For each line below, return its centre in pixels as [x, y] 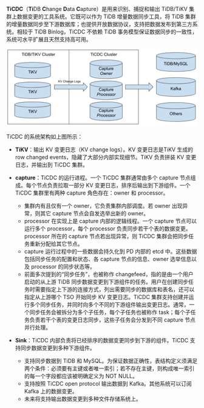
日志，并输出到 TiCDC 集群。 [51, 164]
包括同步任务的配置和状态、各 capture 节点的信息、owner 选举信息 [108, 259]
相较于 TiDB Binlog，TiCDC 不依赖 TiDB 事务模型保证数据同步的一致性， [107, 32]
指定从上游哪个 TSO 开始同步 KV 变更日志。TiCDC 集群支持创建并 [107, 297]
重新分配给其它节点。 [56, 244]
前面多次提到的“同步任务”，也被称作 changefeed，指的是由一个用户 [109, 274]
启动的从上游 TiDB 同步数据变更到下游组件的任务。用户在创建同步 [106, 282]
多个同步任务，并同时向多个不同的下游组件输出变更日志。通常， [109, 304]
